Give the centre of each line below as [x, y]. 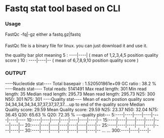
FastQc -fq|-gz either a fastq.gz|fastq [43, 34]
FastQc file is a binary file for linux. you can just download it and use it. [76, 46]
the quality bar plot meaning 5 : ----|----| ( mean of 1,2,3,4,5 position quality [82, 55]
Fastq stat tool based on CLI [63, 9]
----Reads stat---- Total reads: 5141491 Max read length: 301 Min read [76, 89]
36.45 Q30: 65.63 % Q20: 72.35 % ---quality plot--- [58, 115]
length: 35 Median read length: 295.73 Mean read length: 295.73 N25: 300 [80, 94]
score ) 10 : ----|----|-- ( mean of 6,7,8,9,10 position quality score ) [72, 60]
